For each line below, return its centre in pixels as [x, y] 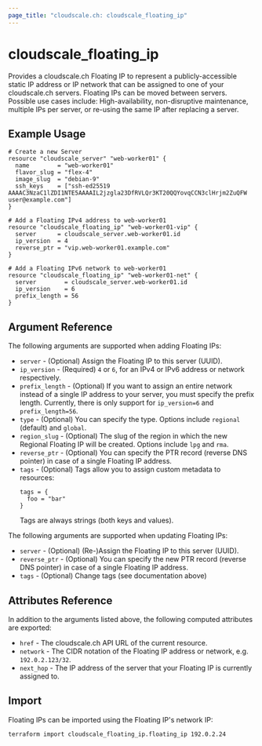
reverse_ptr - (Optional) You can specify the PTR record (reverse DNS [133, 453]
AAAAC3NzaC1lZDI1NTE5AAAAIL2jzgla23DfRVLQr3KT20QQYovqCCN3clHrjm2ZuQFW [127, 193]
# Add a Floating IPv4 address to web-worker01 [87, 220]
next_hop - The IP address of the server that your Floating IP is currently [136, 668]
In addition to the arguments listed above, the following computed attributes [131, 619]
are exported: [30, 628]
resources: [37, 478]
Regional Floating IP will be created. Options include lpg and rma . [124, 445]
